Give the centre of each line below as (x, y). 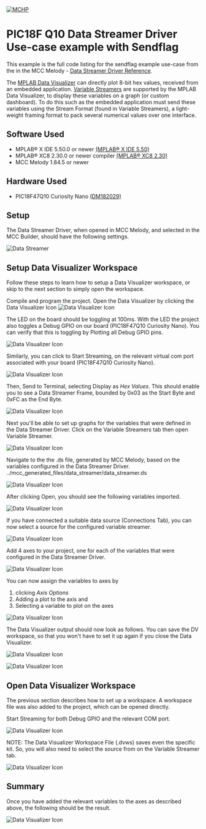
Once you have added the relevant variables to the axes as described (94, 801)
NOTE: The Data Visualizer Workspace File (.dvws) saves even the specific (101, 742)
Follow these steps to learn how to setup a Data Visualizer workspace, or (98, 282)
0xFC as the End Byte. (35, 399)
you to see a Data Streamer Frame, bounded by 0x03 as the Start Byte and (101, 393)
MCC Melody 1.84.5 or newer (52, 162)
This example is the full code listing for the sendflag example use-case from (102, 64)
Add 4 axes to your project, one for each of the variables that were (90, 551)
